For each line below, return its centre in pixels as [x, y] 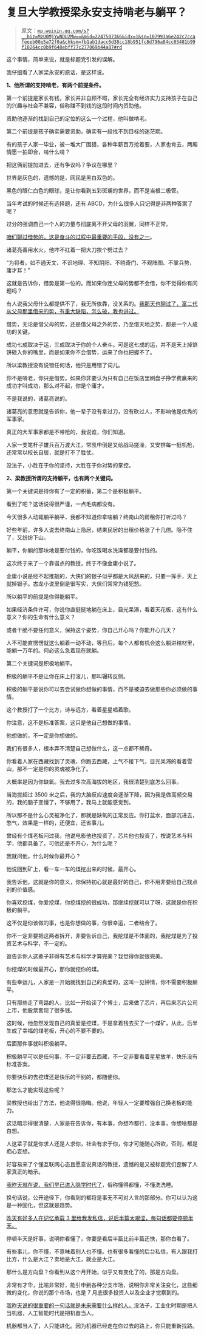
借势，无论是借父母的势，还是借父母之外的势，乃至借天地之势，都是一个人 [99, 324]
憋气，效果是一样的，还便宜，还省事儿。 [57, 823]
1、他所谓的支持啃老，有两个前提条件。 [56, 85]
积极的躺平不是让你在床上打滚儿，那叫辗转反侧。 [67, 676]
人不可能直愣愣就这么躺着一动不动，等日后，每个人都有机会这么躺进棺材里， [102, 643]
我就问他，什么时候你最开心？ [43, 856]
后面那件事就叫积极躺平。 [38, 1043]
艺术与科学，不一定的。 [41, 943]
